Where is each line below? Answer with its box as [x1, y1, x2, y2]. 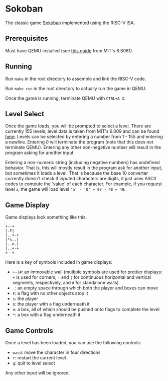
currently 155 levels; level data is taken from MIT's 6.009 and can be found [5, 128, 159, 134]
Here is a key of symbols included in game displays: [5, 259, 113, 265]
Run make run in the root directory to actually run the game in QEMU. [5, 85, 146, 91]
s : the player [12, 295, 39, 302]
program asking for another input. [5, 149, 75, 156]
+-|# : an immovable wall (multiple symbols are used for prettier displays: [12, 269, 162, 275]
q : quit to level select [12, 360, 55, 366]
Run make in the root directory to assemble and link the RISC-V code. [5, 75, 146, 82]
